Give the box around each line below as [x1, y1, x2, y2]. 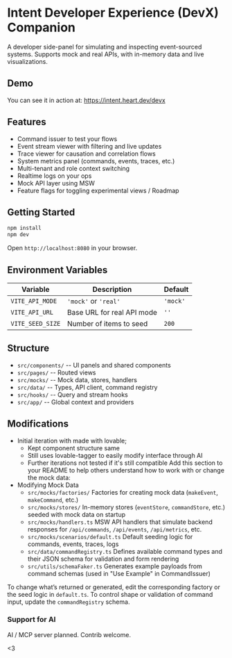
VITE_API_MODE [10, 297, 57, 305]
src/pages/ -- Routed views [17, 368, 96, 377]
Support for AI [7, 615, 56, 625]
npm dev [7, 231, 30, 238]
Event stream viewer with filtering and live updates [17, 142, 162, 150]
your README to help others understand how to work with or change [27, 466, 225, 474]
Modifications [7, 418, 69, 430]
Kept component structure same [27, 443, 120, 452]
